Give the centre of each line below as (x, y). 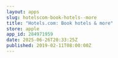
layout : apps (23, 12)
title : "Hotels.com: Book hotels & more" (60, 23)
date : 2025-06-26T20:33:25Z (42, 40)
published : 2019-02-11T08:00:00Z (49, 46)
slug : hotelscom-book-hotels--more (52, 18)
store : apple (23, 29)
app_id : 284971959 (30, 34)
